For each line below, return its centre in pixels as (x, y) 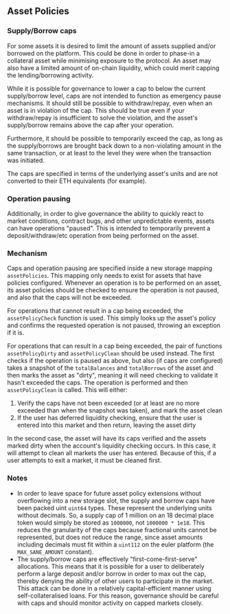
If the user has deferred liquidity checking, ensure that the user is (110, 418)
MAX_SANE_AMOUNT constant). (55, 551)
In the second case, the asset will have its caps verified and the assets (107, 439)
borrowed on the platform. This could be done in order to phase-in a (104, 53)
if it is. (16, 333)
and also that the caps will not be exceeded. (69, 298)
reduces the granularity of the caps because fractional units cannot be (117, 529)
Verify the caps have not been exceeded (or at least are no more (108, 403)
